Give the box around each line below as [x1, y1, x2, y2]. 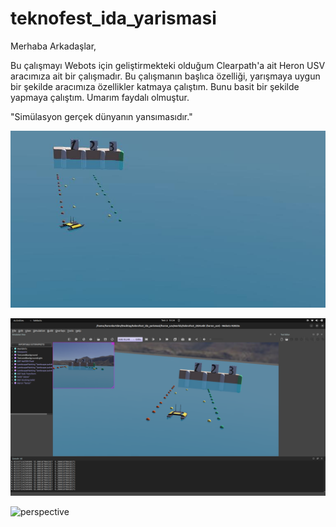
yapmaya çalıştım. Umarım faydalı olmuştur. [10, 91, 190, 103]
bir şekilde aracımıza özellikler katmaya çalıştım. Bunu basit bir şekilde [10, 80, 300, 92]
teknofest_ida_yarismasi [10, 7, 217, 30]
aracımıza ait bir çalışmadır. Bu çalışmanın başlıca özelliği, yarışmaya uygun [10, 70, 321, 82]
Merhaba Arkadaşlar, [10, 40, 97, 52]
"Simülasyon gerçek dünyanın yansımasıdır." [10, 110, 193, 122]
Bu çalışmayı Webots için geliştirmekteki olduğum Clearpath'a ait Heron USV [10, 59, 326, 71]
